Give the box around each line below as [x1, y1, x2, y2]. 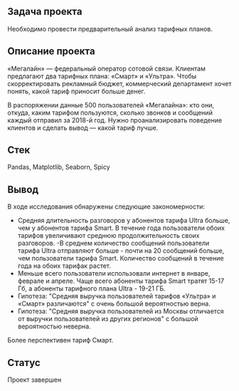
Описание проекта [7, 46, 95, 58]
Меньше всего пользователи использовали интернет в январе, [17, 269, 211, 278]
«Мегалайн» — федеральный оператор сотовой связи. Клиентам [7, 64, 206, 73]
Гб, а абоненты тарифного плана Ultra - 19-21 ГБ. [17, 284, 166, 293]
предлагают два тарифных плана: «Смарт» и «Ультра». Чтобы [7, 71, 197, 80]
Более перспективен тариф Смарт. [7, 336, 114, 345]
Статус [7, 356, 41, 369]
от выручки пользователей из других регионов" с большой [17, 315, 198, 323]
